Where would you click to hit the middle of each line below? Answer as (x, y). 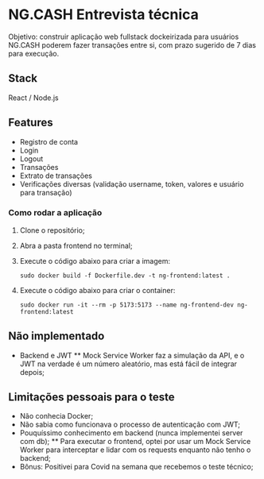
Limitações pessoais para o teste (91, 398)
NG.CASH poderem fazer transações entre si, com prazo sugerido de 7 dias (132, 44)
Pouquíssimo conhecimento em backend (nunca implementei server (131, 433)
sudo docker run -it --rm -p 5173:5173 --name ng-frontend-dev (127, 305)
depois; (32, 372)
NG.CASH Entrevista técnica (103, 15)
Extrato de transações (56, 176)
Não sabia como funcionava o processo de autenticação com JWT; (130, 425)
